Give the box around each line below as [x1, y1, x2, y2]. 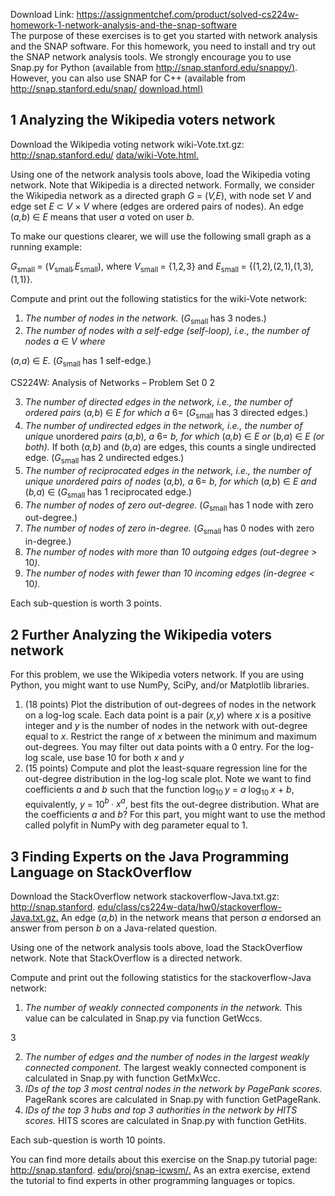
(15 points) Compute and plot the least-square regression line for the [24, 762, 308, 774]
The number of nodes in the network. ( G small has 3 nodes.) [24, 312, 267, 326]
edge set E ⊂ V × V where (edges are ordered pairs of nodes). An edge [10, 200, 304, 212]
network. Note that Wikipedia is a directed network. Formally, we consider [10, 179, 315, 191]
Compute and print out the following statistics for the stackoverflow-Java [10, 972, 312, 984]
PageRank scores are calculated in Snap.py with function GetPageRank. [24, 1094, 322, 1106]
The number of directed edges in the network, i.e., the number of [24, 396, 293, 408]
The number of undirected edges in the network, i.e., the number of [24, 420, 303, 431]
